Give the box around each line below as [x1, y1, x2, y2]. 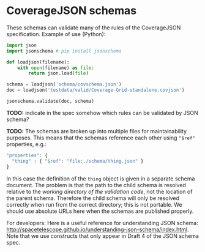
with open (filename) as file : [17, 65, 95, 71]
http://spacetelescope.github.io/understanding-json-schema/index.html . [6, 226, 189, 233]
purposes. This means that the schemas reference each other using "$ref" [6, 134, 196, 141]
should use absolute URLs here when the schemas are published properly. [6, 207, 194, 215]
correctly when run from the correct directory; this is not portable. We [6, 201, 182, 208]
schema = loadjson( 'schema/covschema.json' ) [6, 81, 122, 87]
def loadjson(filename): [6, 59, 70, 65]
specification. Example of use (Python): [6, 30, 106, 37]
